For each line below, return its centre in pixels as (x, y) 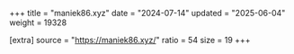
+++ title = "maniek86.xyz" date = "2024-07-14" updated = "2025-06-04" (147, 13)
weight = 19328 (38, 22)
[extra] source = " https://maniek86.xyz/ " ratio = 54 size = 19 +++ (130, 40)
